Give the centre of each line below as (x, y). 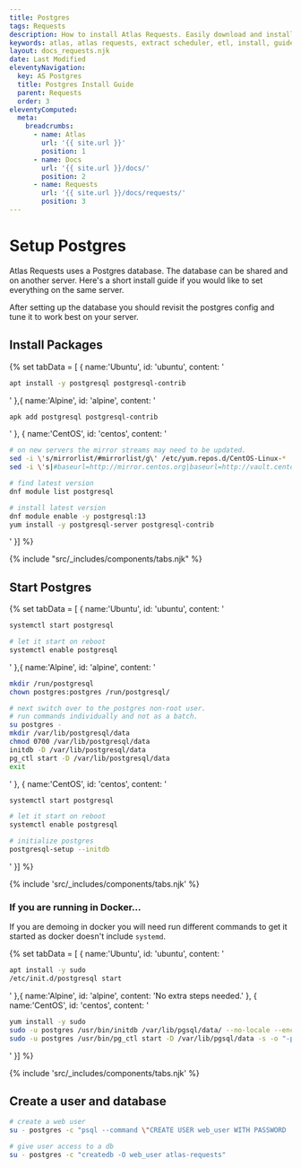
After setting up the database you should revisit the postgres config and (142, 307)
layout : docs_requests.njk (60, 51)
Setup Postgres (68, 246)
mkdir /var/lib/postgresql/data (69, 733)
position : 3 (64, 202)
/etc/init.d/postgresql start (66, 979)
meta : (28, 118)
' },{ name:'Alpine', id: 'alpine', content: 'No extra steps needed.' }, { (133, 995)
